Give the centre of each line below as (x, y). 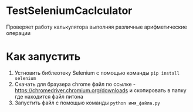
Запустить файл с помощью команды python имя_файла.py (87, 103)
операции (18, 33)
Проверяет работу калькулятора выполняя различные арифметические (97, 27)
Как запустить (43, 57)
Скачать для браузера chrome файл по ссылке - (75, 84)
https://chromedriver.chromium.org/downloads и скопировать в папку (100, 90)
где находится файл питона (49, 96)
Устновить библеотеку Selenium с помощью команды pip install (97, 73)
